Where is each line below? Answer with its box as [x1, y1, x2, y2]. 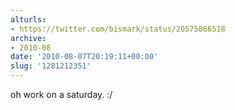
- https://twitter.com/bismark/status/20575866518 [10, 24, 226, 34]
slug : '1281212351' [10, 61, 92, 71]
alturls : [10, 14, 47, 25]
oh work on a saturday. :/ [10, 89, 113, 100]
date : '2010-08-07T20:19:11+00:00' [10, 52, 159, 62]
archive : [10, 33, 47, 43]
